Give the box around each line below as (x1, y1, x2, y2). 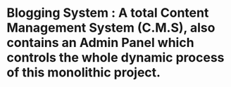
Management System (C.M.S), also (6, 20, 216, 36)
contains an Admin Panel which (6, 35, 194, 51)
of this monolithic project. (6, 65, 161, 81)
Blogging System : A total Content (6, 5, 209, 21)
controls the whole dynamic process (6, 50, 225, 66)
